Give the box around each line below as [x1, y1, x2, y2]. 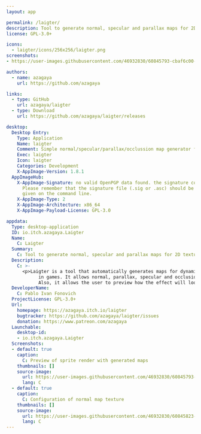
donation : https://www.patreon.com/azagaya [17, 318, 127, 324]
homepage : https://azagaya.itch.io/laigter [17, 307, 127, 313]
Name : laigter [17, 141, 52, 147]
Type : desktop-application [11, 224, 79, 230]
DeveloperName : [11, 285, 50, 291]
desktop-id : [17, 330, 47, 336]
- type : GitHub [11, 96, 50, 102]
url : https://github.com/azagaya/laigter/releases [17, 113, 146, 119]
